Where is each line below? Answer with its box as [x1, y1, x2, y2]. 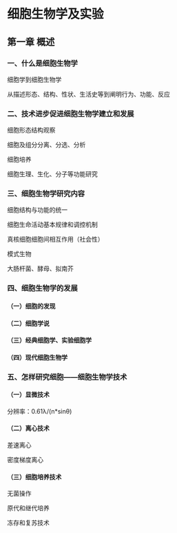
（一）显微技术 [7, 391, 50, 399]
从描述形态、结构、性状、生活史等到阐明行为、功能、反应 [7, 90, 170, 98]
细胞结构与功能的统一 [7, 206, 67, 214]
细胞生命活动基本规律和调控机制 [7, 220, 98, 229]
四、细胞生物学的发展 [7, 284, 78, 293]
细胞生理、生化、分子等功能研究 [7, 170, 98, 178]
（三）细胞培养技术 [7, 472, 62, 481]
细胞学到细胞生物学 [7, 75, 62, 84]
